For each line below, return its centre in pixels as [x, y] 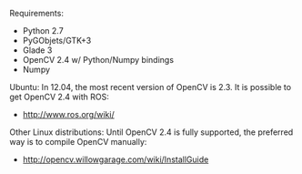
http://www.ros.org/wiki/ [69, 114]
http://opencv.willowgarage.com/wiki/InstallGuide [116, 159]
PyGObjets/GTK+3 [57, 41]
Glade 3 [37, 50]
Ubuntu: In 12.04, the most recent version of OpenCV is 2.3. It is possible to [151, 87]
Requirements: [36, 13]
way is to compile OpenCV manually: [78, 142]
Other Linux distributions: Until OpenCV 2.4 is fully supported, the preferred [151, 132]
